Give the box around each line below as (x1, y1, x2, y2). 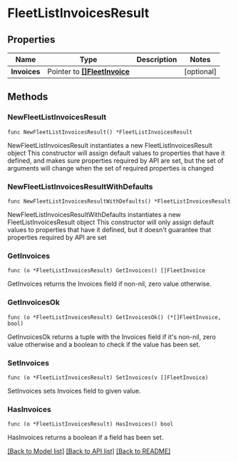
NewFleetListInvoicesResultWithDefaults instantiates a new (7, 210, 181, 219)
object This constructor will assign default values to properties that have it (7, 149, 225, 157)
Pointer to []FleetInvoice (47, 66, 130, 76)
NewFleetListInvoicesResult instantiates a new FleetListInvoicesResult (7, 141, 212, 149)
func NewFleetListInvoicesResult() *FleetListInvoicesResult (7, 129, 193, 136)
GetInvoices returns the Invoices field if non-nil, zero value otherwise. (7, 280, 212, 288)
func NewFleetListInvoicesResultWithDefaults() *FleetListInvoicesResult (7, 198, 232, 205)
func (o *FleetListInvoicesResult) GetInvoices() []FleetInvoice (7, 267, 205, 274)
